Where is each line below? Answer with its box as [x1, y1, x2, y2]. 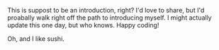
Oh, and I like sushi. [7, 35, 65, 43]
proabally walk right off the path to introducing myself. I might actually [7, 13, 212, 22]
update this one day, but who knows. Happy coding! [7, 21, 159, 29]
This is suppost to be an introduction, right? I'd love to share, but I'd [7, 6, 205, 14]
